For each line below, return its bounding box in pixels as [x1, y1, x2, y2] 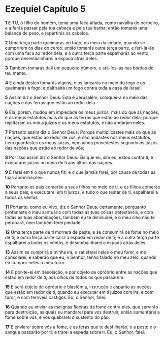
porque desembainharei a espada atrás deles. [5, 55, 99, 61]
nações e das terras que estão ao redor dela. [5, 99, 97, 105]
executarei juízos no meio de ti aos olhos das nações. [5, 159, 114, 165]
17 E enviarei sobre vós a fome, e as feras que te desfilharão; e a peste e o [5, 324, 156, 330]
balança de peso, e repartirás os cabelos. [5, 30, 90, 36]
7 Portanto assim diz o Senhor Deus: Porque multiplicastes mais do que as [5, 129, 156, 135]
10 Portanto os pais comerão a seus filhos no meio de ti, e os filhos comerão [5, 184, 161, 190]
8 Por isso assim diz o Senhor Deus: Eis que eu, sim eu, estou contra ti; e [5, 154, 154, 160]
